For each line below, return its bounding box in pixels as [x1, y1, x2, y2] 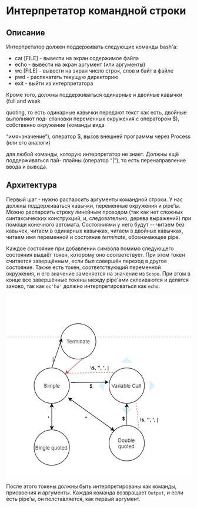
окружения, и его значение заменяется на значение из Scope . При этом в [6, 270, 191, 277]
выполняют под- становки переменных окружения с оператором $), [6, 115, 179, 122]
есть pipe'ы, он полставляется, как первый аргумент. [6, 495, 141, 502]
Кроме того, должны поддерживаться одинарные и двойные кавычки [6, 91, 182, 98]
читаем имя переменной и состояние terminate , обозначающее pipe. [6, 233, 181, 240]
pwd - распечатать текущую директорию [14, 74, 119, 80]
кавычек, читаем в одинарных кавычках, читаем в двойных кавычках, [6, 227, 183, 234]
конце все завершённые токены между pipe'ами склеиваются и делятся [6, 276, 189, 283]
